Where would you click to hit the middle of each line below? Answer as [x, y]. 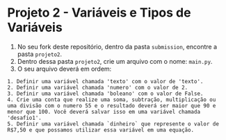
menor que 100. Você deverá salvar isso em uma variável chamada [104, 112]
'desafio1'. [24, 118]
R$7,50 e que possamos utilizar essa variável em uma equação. [101, 130]
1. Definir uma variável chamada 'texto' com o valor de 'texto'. [105, 81]
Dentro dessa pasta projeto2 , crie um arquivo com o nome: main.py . [115, 61]
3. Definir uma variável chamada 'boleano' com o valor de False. [105, 94]
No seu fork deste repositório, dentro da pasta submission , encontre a [117, 46]
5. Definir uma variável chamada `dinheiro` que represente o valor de [113, 124]
